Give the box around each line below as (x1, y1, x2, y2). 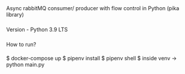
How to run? (6, 41, 37, 48)
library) (6, 11, 24, 18)
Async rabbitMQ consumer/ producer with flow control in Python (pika (6, 5, 180, 12)
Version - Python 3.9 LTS (6, 26, 68, 33)
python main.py (6, 61, 45, 68)
